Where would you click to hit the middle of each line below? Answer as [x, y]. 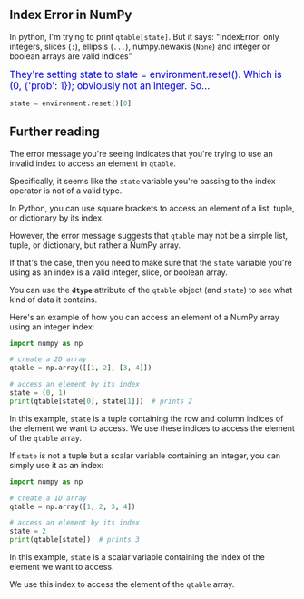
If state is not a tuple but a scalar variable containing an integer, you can [145, 455]
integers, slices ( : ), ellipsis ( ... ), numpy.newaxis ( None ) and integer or [140, 46]
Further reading [54, 132]
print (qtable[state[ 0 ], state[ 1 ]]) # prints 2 [101, 401]
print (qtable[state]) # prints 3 [75, 540]
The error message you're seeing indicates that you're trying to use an [142, 153]
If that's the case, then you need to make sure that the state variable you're [151, 262]
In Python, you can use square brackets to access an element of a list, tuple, [152, 208]
